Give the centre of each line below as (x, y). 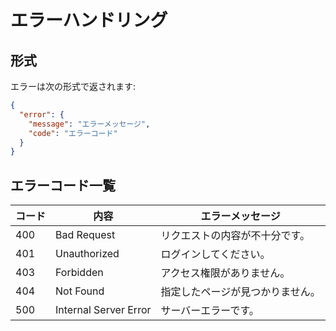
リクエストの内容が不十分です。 (235, 236)
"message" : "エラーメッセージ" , (89, 124)
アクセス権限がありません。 (225, 273)
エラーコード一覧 (63, 185)
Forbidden (79, 273)
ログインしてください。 (215, 254)
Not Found (80, 291)
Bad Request (85, 235)
